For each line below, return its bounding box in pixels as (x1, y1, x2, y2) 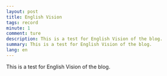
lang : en (6, 47, 28, 53)
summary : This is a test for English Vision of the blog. (6, 42, 152, 48)
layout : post (6, 8, 38, 15)
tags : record (6, 19, 38, 25)
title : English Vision (6, 14, 62, 20)
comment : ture (6, 31, 41, 37)
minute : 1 (6, 25, 31, 31)
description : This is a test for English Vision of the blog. (6, 36, 163, 42)
